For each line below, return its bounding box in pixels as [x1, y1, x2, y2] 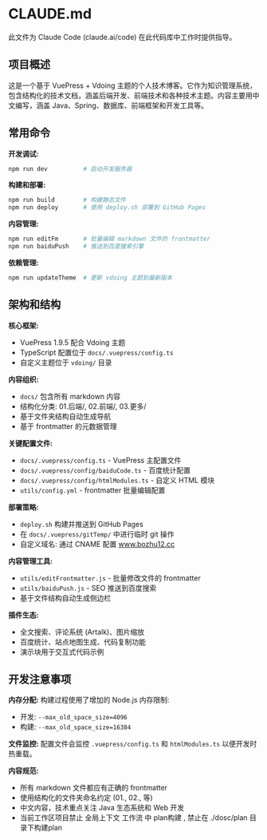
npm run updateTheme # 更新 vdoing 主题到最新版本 [8, 273, 173, 282]
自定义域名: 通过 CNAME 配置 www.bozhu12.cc [19, 539, 175, 549]
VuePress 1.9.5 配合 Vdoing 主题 [19, 337, 126, 347]
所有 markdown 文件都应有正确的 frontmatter [19, 783, 168, 793]
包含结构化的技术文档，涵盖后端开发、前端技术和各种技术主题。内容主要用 [8, 90, 253, 100]
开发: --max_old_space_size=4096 [19, 712, 128, 722]
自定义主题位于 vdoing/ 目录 [19, 357, 112, 367]
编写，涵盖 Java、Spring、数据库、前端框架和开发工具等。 [14, 101, 209, 110]
